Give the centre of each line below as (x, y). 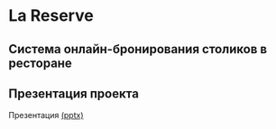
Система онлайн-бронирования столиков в (138, 49)
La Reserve (51, 16)
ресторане (41, 63)
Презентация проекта (74, 93)
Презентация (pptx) (46, 115)
